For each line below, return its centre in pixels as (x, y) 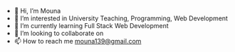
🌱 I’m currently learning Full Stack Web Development (91, 26)
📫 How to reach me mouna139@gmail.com (78, 41)
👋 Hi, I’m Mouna (37, 11)
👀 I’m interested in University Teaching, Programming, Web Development (121, 18)
